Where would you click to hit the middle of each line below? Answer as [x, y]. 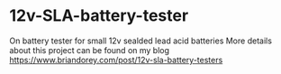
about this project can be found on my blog [89, 50]
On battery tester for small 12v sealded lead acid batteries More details [141, 41]
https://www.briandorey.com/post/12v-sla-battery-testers [116, 60]
